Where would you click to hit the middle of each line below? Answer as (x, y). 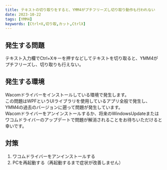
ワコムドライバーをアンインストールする (54, 156)
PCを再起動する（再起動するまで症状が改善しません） (68, 162)
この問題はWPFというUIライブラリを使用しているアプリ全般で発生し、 (78, 101)
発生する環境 (25, 82)
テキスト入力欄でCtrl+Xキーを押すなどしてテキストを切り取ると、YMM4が (82, 58)
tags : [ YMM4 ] (19, 19)
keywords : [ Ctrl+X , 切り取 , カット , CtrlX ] (45, 24)
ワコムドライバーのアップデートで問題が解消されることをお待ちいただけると (84, 119)
